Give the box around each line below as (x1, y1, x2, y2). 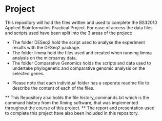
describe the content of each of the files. (12, 85, 95, 91)
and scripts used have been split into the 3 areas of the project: (5, 30, 133, 36)
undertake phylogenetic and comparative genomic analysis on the (12, 65, 145, 71)
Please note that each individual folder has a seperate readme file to (12, 80, 150, 86)
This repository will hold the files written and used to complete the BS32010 (5, 20, 158, 25)
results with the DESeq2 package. (12, 44, 81, 50)
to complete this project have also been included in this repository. (5, 110, 139, 116)
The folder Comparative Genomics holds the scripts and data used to (12, 60, 151, 66)
